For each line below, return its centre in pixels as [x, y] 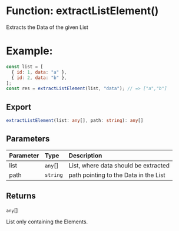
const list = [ [25, 67]
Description [85, 156]
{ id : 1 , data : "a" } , [39, 72]
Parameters [28, 139]
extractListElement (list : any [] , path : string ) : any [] [75, 121]
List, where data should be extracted [119, 165]
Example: [29, 51]
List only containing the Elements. [47, 222]
